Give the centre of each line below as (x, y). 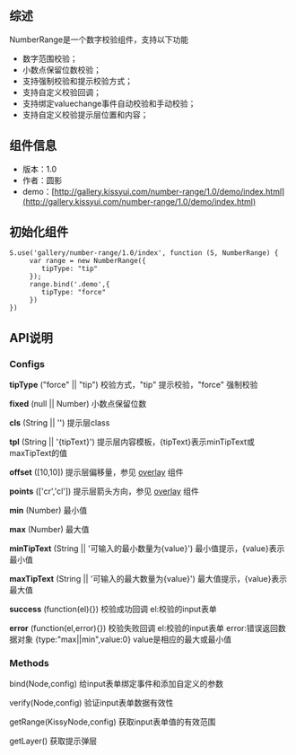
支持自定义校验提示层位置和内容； (85, 114)
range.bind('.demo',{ (70, 285)
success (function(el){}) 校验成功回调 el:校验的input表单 (113, 610)
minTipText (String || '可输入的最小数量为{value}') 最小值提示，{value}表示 (147, 549)
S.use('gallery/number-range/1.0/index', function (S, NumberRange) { (144, 253)
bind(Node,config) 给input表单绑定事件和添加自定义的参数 (117, 684)
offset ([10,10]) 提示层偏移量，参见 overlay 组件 (96, 472)
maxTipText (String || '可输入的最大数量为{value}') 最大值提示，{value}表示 (148, 579)
